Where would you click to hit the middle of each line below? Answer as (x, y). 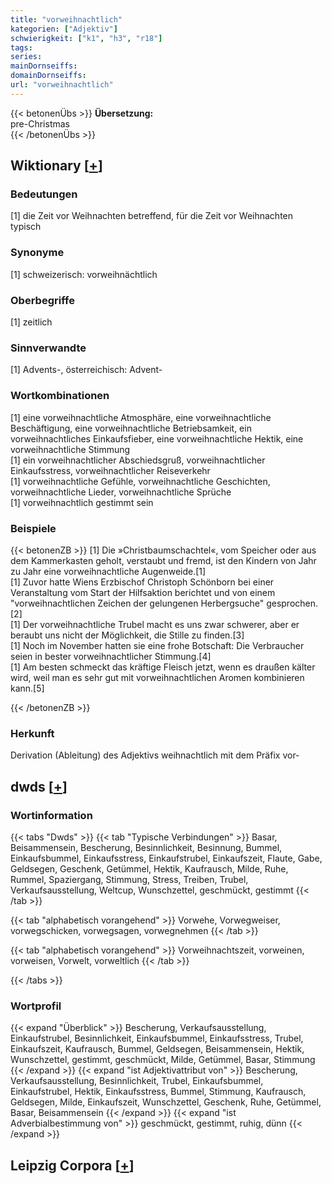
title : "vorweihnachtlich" (66, 19)
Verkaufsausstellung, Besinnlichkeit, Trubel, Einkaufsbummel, (137, 1081)
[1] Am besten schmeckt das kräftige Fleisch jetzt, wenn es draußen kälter (163, 667)
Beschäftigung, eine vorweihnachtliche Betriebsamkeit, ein (131, 428)
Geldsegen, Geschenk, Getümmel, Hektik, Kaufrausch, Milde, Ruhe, (149, 868)
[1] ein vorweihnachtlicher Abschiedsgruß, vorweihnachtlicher (138, 460)
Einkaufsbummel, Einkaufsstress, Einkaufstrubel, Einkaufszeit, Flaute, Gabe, (166, 858)
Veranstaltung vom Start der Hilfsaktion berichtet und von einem (143, 592)
